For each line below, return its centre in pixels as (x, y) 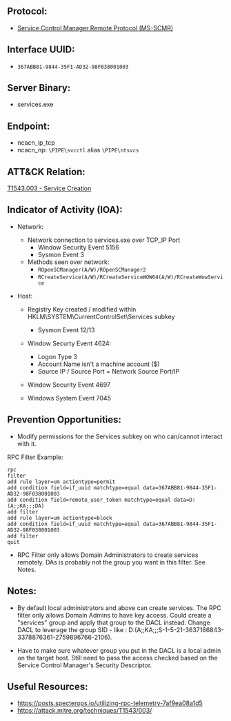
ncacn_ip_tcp (36, 143)
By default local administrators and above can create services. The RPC (119, 608)
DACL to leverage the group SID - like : (72, 629)
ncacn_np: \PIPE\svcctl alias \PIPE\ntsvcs (78, 150)
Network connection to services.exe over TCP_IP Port (104, 240)
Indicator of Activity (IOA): (65, 210)
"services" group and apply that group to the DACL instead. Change (113, 622)
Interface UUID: (41, 50)
